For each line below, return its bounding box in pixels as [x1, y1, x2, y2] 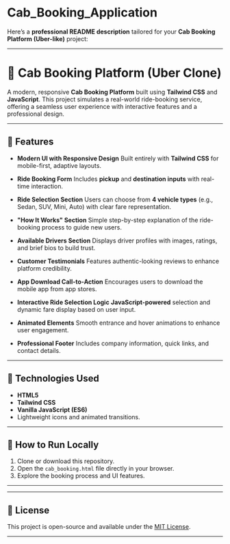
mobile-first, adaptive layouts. [16, 161, 101, 169]
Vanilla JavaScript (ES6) [16, 406, 88, 414]
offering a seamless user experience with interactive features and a [7, 102, 197, 110]
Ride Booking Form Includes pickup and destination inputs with [16, 175, 200, 183]
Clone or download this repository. [16, 457, 115, 465]
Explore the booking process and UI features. [16, 471, 145, 480]
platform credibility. [16, 264, 72, 272]
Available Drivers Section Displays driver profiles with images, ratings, [16, 236, 218, 245]
